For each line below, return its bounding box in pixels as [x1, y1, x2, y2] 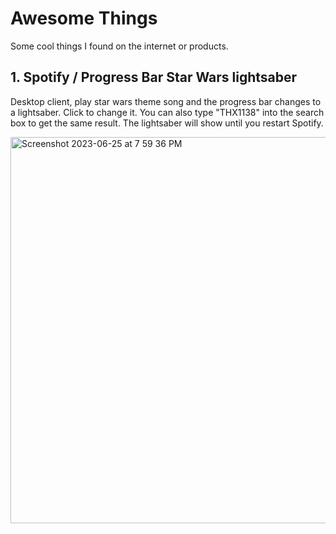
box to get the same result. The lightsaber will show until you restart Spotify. [10, 117, 324, 129]
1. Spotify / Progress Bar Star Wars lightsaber [10, 69, 298, 86]
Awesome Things [10, 7, 158, 30]
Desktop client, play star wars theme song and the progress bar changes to [10, 95, 322, 107]
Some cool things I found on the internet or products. [10, 40, 229, 52]
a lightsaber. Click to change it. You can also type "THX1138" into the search [10, 106, 325, 118]
